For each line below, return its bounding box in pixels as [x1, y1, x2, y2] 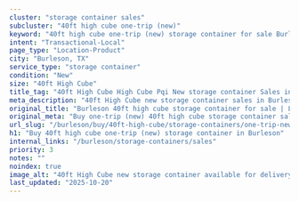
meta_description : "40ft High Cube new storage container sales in [9, 95, 265, 105]
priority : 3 [9, 145, 53, 154]
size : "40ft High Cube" [9, 79, 98, 88]
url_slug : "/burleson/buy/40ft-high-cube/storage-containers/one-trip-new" [9, 121, 296, 130]
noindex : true [9, 162, 62, 171]
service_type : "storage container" [9, 63, 141, 72]
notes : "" [9, 153, 46, 163]
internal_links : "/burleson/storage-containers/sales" [9, 137, 217, 146]
